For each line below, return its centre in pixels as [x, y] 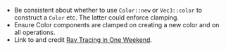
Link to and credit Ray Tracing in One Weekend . [83, 40]
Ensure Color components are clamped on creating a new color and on [117, 25]
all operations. [34, 32]
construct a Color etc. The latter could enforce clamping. [96, 17]
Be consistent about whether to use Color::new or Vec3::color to [108, 10]
